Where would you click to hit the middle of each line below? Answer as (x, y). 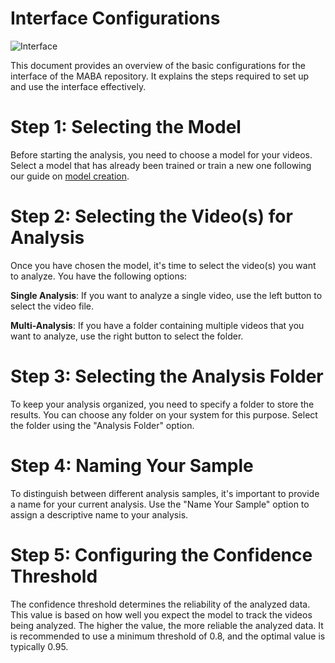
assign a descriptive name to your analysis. (99, 514)
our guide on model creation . (70, 176)
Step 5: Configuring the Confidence (161, 554)
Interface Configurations (115, 18)
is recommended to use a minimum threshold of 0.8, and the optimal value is (168, 636)
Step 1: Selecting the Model (126, 127)
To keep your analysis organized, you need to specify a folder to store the (162, 404)
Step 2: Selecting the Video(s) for (151, 216)
